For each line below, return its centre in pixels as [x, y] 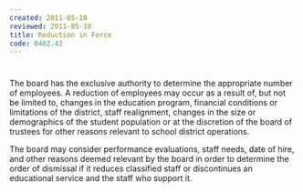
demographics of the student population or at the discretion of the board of [151, 122]
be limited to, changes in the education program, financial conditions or [144, 103]
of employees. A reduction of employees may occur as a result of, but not [147, 93]
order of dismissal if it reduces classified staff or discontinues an [131, 168]
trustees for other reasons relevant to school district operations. [130, 132]
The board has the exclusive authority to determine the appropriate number [151, 84]
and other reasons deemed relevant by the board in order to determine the [149, 159]
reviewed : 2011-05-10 [51, 26]
